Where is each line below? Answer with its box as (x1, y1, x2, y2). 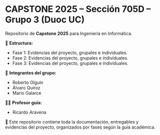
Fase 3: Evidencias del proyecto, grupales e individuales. (12, 60, 129, 66)
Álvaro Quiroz (12, 84, 41, 90)
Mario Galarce (12, 90, 42, 96)
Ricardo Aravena (12, 109, 47, 115)
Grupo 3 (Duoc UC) (5, 14, 85, 25)
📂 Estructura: (5, 40, 33, 46)
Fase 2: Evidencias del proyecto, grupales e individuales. (12, 55, 129, 61)
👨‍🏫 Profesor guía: (5, 99, 42, 105)
